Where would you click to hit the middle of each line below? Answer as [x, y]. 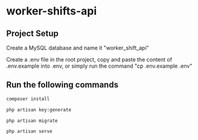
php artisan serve [29, 132]
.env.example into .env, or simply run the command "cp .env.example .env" [99, 66]
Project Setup [33, 33]
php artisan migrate [32, 121]
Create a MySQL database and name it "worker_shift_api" [78, 48]
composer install [28, 99]
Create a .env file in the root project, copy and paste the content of [89, 59]
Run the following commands [62, 85]
